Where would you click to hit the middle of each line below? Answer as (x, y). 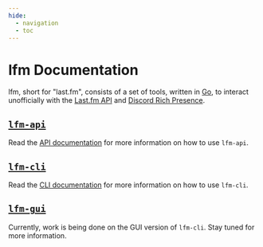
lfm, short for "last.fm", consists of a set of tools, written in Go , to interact (129, 92)
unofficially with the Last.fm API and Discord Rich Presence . (107, 100)
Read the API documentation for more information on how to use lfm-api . (129, 143)
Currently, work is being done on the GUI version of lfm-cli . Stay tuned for (131, 227)
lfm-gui (27, 209)
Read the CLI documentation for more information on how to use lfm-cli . (128, 185)
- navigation (37, 23)
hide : (17, 16)
